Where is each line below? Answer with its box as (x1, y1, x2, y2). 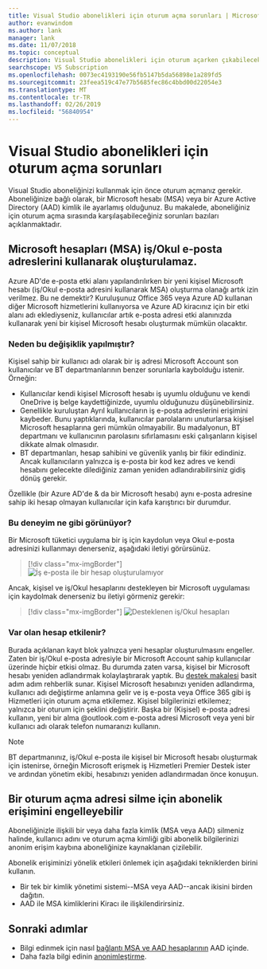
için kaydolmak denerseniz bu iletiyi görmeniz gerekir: (8, 591, 185, 602)
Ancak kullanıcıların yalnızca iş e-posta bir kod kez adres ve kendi (19, 457, 236, 466)
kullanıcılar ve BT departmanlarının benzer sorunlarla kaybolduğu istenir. (8, 365, 245, 375)
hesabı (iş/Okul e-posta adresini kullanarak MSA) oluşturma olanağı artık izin (8, 284, 259, 294)
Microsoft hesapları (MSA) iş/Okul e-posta (8, 242, 222, 256)
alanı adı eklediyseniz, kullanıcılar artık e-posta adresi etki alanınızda (8, 310, 232, 320)
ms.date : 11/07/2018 (8, 41, 77, 49)
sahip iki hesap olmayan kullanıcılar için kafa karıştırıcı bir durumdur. (8, 497, 231, 507)
